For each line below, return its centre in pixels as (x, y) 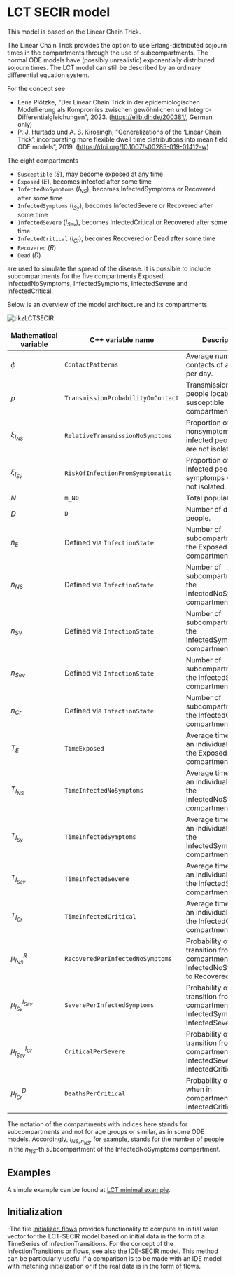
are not (198, 449)
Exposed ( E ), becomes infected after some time (84, 181)
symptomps (205, 478)
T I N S (17, 791)
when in (199, 1089)
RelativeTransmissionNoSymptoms (118, 436)
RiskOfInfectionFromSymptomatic (118, 473)
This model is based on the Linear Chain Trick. (74, 32)
